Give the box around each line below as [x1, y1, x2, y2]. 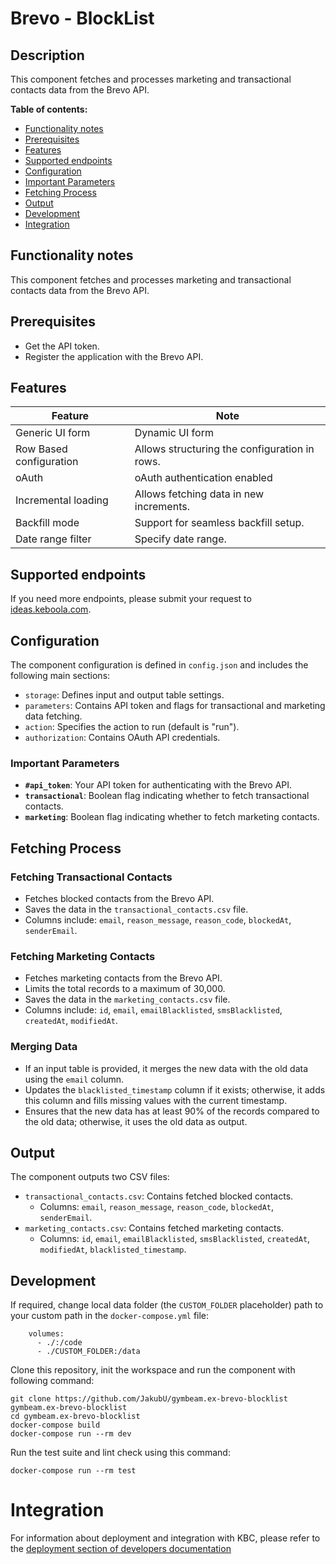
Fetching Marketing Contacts [10, 949, 156, 963]
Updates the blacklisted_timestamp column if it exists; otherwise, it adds [24, 1083, 326, 1096]
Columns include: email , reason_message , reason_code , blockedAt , [24, 914, 292, 926]
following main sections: [10, 670, 111, 682]
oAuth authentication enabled [134, 471, 273, 485]
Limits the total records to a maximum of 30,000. [24, 983, 226, 995]
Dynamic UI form [134, 426, 214, 440]
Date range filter [15, 532, 92, 546]
